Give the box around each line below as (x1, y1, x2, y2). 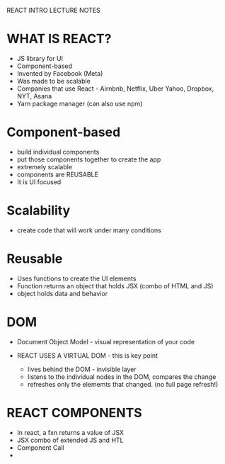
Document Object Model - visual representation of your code (16, 337, 195, 346)
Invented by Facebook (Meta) (16, 69, 103, 77)
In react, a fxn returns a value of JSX (16, 428, 125, 436)
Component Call (16, 443, 64, 452)
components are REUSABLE (16, 170, 98, 179)
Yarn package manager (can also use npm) (16, 99, 143, 108)
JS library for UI (16, 54, 64, 62)
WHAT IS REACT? (6, 31, 112, 47)
